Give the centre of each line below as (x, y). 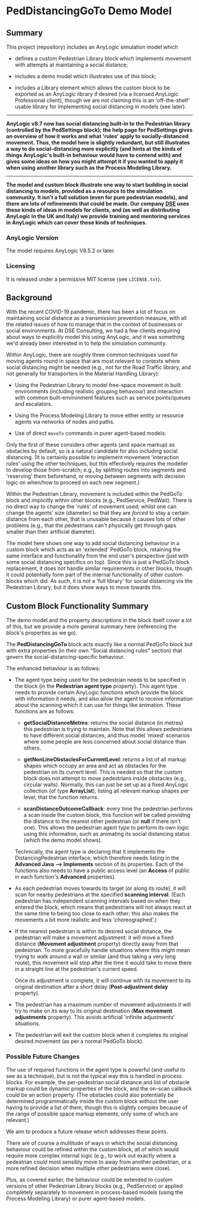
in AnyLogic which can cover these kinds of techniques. (77, 222)
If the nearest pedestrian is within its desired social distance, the (93, 931)
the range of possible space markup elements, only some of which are (92, 1114)
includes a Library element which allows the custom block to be (92, 88)
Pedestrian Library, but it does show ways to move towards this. (84, 587)
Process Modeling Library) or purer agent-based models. (76, 1199)
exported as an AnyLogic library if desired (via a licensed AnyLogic (97, 94)
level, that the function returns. (61, 797)
